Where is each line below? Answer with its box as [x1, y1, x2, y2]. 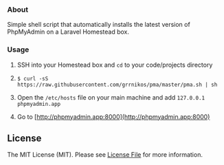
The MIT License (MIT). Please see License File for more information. [7, 151, 203, 159]
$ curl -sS [16, 75, 49, 82]
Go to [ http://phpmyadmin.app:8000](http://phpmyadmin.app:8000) [16, 112, 210, 121]
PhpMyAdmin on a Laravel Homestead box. [7, 27, 129, 36]
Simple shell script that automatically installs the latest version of [7, 21, 190, 29]
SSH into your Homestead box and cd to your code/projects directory [16, 60, 213, 69]
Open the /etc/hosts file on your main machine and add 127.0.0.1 [16, 93, 205, 101]
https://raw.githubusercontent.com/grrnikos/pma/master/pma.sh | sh [16, 81, 218, 88]
